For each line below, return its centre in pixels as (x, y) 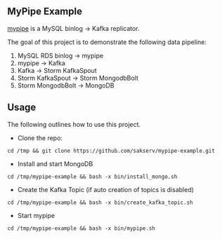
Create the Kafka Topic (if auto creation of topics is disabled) (106, 189)
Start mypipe (36, 215)
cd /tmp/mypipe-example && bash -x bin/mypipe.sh (81, 228)
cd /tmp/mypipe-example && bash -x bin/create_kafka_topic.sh (100, 203)
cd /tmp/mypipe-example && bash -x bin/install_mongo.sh (92, 177)
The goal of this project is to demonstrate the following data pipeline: (107, 42)
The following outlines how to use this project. (74, 124)
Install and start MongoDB (55, 163)
